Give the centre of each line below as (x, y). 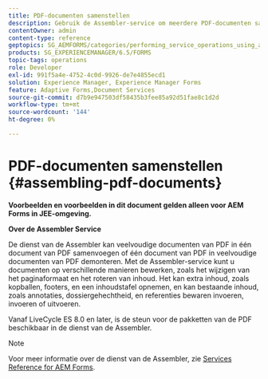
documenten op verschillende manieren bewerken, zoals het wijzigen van (129, 270)
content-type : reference (49, 38)
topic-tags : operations (48, 61)
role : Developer (35, 68)
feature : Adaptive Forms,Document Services (82, 90)
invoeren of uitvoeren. (45, 303)
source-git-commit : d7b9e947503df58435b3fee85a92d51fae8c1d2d (114, 97)
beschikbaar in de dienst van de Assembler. (80, 327)
